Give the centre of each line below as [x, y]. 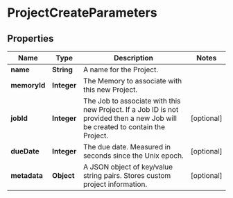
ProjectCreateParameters [82, 13]
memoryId [28, 85]
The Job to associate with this [132, 101]
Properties [31, 39]
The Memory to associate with [132, 81]
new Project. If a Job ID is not [131, 109]
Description [134, 58]
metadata [27, 175]
